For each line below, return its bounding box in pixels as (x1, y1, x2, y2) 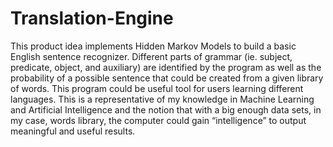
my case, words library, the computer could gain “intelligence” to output (10, 114, 307, 126)
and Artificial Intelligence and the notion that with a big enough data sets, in (10, 103, 322, 116)
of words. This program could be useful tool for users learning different (10, 82, 304, 94)
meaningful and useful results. (10, 125, 136, 137)
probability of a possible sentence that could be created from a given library (10, 72, 324, 84)
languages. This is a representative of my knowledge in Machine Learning (10, 93, 315, 105)
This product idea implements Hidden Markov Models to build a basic (10, 40, 297, 52)
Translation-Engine (10, 7, 174, 30)
